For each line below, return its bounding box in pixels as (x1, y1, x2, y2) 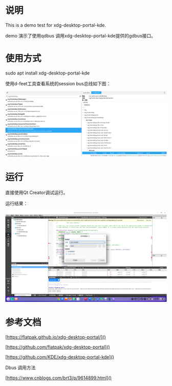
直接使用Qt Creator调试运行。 (5, 189, 68, 195)
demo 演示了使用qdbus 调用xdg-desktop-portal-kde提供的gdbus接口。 (5, 32, 156, 39)
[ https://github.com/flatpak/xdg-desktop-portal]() (5, 344, 110, 350)
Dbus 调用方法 (5, 364, 36, 371)
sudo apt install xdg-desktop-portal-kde (5, 70, 90, 76)
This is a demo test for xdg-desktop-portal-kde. (5, 22, 106, 28)
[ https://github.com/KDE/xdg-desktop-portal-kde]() (5, 354, 114, 360)
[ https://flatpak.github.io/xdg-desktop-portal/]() (5, 334, 106, 340)
